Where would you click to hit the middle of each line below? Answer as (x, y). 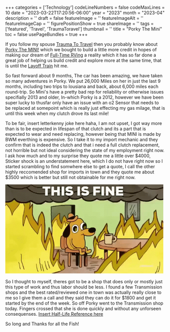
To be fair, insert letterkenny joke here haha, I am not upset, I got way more (84, 123)
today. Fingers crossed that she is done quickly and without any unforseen (83, 309)
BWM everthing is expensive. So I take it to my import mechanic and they (82, 140)
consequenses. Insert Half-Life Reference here (54, 314)
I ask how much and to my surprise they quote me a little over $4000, (78, 156)
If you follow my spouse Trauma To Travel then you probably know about (81, 44)
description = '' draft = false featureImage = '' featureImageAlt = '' (74, 18)
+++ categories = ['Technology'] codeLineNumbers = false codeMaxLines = (85, 7)
